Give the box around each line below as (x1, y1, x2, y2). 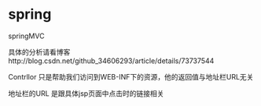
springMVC (8, 31, 45, 41)
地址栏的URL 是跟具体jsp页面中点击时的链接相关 (8, 88, 164, 98)
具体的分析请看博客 (8, 47, 71, 56)
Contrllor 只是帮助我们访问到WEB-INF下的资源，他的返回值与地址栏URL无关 (8, 72, 254, 81)
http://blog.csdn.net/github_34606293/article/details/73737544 (8, 56, 215, 65)
